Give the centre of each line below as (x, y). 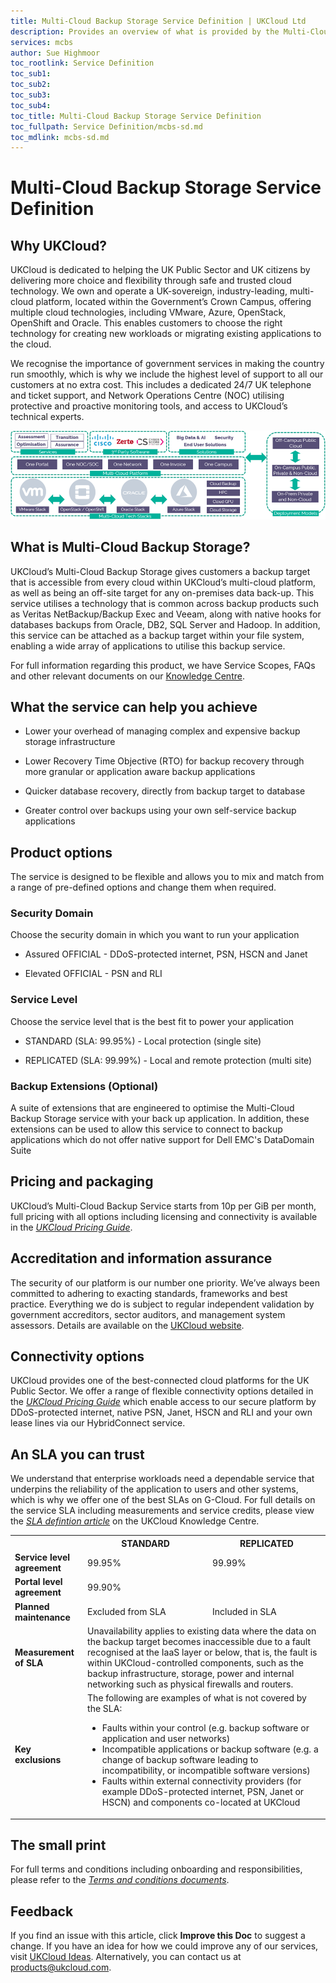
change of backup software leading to (180, 1760)
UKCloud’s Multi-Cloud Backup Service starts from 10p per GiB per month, (163, 1206)
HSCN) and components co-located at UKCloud (201, 1802)
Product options (61, 852)
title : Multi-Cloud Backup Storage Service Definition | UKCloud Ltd (158, 21)
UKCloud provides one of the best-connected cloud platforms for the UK (160, 1381)
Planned (32, 1606)
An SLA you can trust (77, 1454)
